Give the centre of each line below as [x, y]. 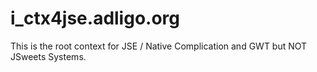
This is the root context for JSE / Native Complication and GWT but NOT [159, 46]
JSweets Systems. [48, 56]
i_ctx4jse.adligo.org [95, 18]
